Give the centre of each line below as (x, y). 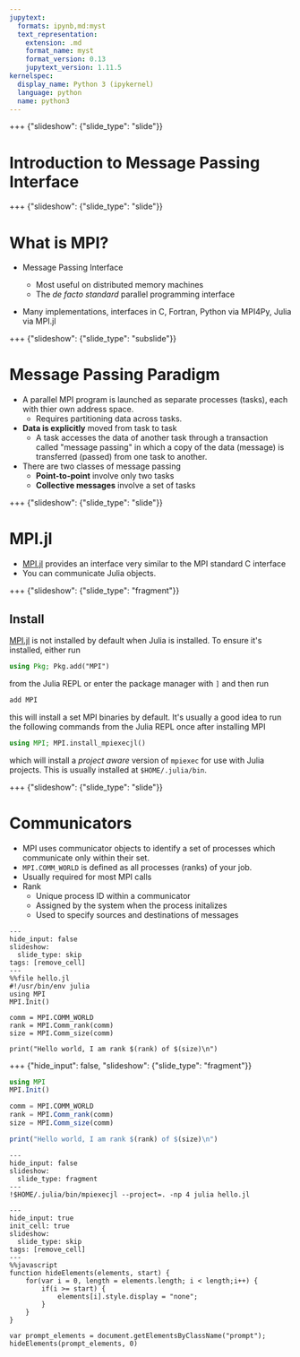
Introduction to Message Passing (135, 163)
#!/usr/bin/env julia (50, 986)
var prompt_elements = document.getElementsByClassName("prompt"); (138, 1335)
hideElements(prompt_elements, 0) (74, 1344)
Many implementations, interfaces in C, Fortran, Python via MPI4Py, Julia (157, 312)
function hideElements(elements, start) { (90, 1273)
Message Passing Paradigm (115, 375)
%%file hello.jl (39, 978)
